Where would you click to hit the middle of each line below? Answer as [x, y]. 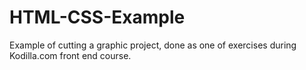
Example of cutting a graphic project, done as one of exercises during [153, 45]
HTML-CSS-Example [97, 17]
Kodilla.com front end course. [70, 55]
